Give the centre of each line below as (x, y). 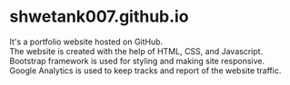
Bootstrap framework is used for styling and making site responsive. (137, 61)
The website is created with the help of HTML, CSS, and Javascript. (136, 51)
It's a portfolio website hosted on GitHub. (86, 42)
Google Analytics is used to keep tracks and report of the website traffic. (145, 71)
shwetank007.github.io (99, 17)
